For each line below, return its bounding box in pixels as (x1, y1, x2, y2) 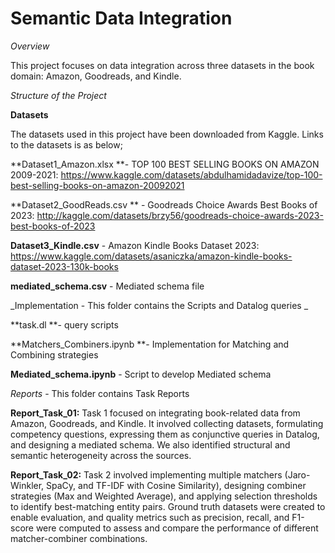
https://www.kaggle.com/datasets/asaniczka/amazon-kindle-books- (10, 250, 293, 262)
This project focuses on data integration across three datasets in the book (10, 59, 315, 71)
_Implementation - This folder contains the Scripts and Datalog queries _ (10, 299, 309, 311)
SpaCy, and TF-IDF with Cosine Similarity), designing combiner (46, 479, 307, 491)
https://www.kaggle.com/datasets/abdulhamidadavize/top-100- (60, 168, 323, 181)
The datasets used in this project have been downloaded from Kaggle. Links (10, 128, 324, 140)
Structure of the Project (10, 89, 107, 101)
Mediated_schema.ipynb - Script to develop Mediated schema (10, 368, 272, 380)
